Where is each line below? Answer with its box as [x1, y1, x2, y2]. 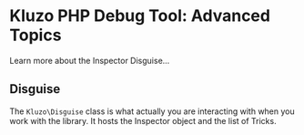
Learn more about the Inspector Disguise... [9, 55, 170, 66]
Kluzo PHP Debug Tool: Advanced [9, 5, 271, 26]
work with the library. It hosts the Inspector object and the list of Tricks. [9, 115, 277, 126]
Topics [9, 25, 62, 46]
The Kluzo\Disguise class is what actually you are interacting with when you [9, 106, 296, 117]
